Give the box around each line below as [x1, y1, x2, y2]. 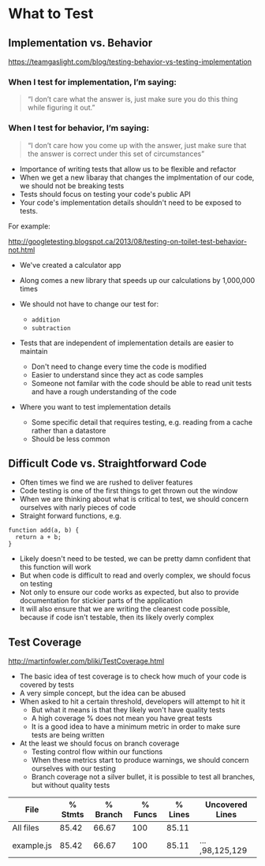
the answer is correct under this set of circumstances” [27, 149, 205, 158]
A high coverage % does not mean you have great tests [31, 714, 213, 723]
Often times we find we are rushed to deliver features [19, 478, 193, 487]
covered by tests [19, 680, 75, 689]
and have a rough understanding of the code [31, 387, 177, 396]
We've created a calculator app [19, 260, 121, 269]
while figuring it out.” [27, 103, 96, 113]
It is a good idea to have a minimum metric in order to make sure [31, 722, 241, 731]
